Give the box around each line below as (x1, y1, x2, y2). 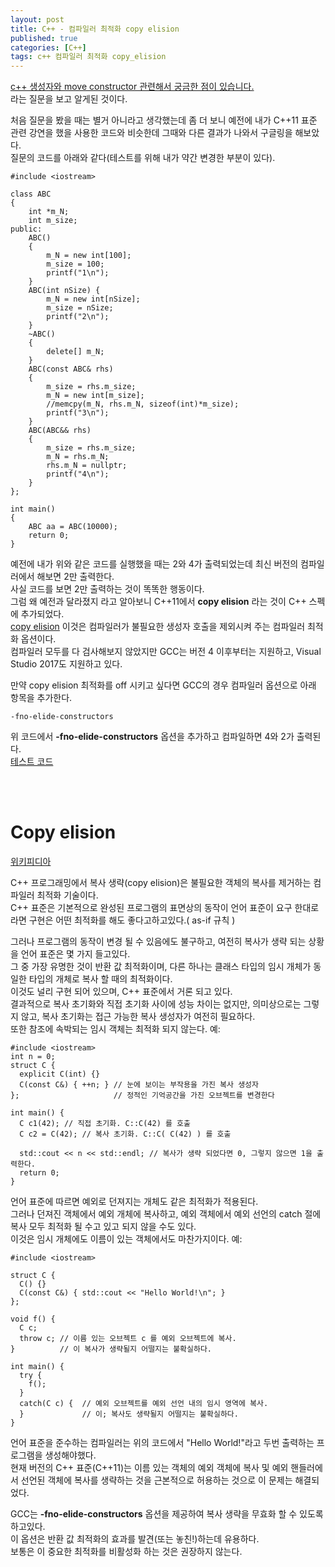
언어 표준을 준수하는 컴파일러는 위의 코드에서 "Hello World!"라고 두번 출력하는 (10, 1437, 315, 1449)
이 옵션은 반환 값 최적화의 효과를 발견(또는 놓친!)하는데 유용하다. (10, 1533, 260, 1545)
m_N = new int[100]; (46, 251, 132, 261)
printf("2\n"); (46, 312, 110, 322)
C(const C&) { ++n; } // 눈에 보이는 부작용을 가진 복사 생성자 (19, 1080, 259, 1090)
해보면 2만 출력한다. (36, 571, 115, 583)
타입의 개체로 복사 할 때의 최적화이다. (28, 973, 173, 985)
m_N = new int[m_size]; (46, 391, 145, 401)
